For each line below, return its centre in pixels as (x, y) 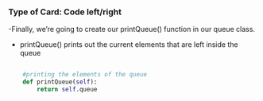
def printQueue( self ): (60, 82)
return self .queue (67, 90)
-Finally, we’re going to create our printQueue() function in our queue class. (132, 29)
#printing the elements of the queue (85, 75)
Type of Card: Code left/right (65, 12)
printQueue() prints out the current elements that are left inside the (129, 45)
